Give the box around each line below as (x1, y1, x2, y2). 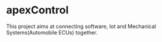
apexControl (6, 3, 69, 17)
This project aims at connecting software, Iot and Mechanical (6, 23, 157, 30)
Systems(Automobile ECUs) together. (6, 29, 98, 36)
